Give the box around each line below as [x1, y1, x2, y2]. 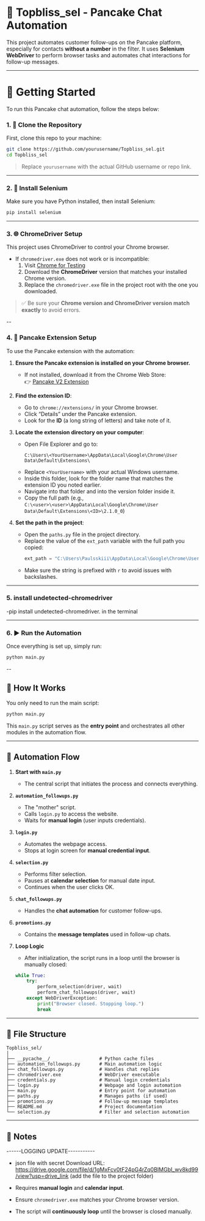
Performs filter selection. [24, 870, 87, 878]
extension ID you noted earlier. [24, 481, 102, 489]
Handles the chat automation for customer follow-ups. [24, 907, 163, 914]
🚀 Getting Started [6, 85, 96, 99]
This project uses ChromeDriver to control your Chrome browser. [6, 243, 170, 251]
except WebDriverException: [26, 995, 98, 1001]
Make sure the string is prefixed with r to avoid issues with [24, 567, 172, 574]
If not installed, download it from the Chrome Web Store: [24, 371, 167, 378]
